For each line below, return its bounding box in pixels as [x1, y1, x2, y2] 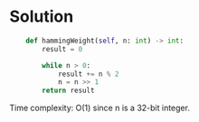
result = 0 [42, 44, 83, 53]
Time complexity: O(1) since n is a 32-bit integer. [9, 102, 190, 114]
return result [42, 86, 95, 96]
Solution [9, 6, 74, 27]
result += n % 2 [57, 70, 119, 79]
